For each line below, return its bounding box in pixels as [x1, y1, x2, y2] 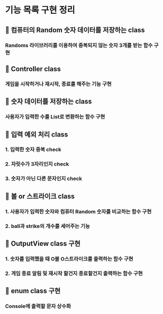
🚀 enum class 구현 [5, 287, 61, 295]
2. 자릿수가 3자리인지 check [5, 161, 69, 168]
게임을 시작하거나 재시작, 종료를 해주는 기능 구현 [5, 80, 112, 87]
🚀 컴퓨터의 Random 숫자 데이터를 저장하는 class [5, 26, 145, 34]
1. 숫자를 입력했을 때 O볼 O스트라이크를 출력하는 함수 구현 [5, 255, 133, 262]
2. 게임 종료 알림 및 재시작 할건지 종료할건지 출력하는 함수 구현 [5, 270, 143, 277]
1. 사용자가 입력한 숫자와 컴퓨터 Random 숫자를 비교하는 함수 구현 [5, 208, 152, 215]
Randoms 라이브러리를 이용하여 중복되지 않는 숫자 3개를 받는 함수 [5, 42, 153, 48]
